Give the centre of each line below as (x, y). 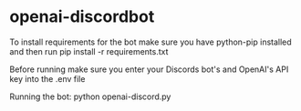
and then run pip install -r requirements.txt (89, 51)
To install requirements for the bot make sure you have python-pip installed (150, 42)
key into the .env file (47, 78)
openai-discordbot (82, 17)
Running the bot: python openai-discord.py (90, 96)
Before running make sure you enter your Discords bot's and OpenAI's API (149, 69)
